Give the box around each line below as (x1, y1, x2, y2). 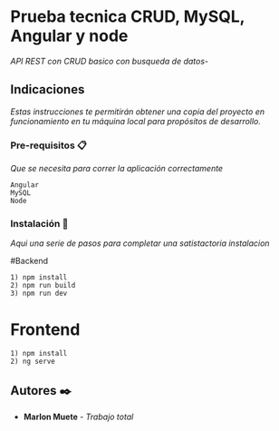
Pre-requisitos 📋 (10, 139, 87, 152)
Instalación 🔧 (10, 217, 69, 230)
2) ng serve (10, 357, 55, 367)
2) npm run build (10, 281, 76, 290)
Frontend (10, 319, 81, 339)
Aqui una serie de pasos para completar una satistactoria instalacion (10, 238, 270, 249)
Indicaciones (10, 82, 85, 97)
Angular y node (10, 25, 129, 46)
